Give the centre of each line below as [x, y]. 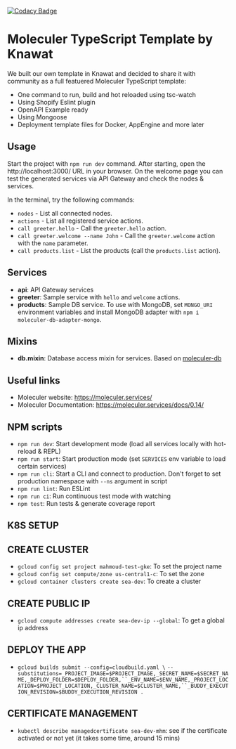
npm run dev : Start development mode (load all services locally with [115, 444]
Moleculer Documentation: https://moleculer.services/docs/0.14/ [111, 405]
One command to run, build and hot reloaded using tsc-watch [107, 94]
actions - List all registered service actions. [80, 221]
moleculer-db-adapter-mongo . [59, 319]
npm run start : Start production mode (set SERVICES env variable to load [122, 459]
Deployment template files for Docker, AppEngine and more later [111, 124]
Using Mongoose [42, 117]
